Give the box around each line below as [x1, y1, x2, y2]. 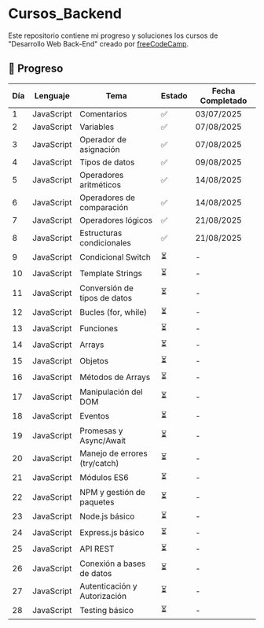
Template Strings [79, 268, 143, 279]
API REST [79, 544, 115, 555]
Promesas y [79, 425, 123, 436]
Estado [160, 90, 188, 101]
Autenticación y [79, 580, 137, 591]
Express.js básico [79, 527, 145, 538]
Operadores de [79, 192, 136, 203]
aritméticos [79, 179, 122, 190]
